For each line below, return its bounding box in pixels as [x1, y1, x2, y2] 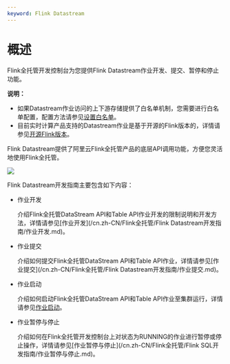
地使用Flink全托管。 [7, 153, 63, 161]
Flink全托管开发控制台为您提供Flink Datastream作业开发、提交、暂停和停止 [7, 66, 219, 74]
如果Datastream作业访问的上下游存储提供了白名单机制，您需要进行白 [17, 104, 213, 112]
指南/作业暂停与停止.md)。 [23, 350, 99, 358]
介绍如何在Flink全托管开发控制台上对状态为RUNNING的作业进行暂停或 [17, 332, 216, 341]
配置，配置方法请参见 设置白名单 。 [23, 112, 121, 121]
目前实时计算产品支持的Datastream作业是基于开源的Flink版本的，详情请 [17, 121, 220, 130]
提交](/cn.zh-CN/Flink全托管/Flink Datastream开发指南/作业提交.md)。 [23, 265, 222, 273]
